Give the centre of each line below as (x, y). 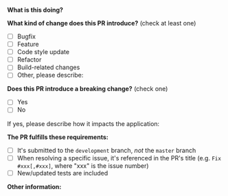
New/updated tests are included (62, 173)
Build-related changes (48, 67)
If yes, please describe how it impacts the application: (83, 123)
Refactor (29, 60)
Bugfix (26, 36)
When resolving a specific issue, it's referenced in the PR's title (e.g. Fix (119, 158)
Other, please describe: (50, 75)
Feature (28, 45)
